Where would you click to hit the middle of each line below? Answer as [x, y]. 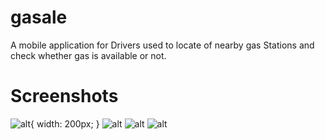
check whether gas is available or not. [88, 55]
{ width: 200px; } [65, 123]
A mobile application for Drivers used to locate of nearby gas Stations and [162, 45]
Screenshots [64, 96]
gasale [39, 17]
